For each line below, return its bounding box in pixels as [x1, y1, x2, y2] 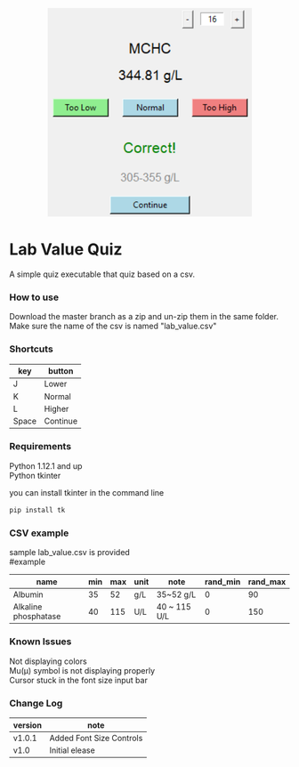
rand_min [204, 576, 241, 586]
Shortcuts [9, 343, 53, 355]
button [48, 366, 74, 376]
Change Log [9, 697, 63, 709]
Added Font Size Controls [49, 732, 143, 743]
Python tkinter [9, 470, 61, 480]
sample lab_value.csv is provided [9, 547, 131, 557]
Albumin [12, 589, 44, 600]
